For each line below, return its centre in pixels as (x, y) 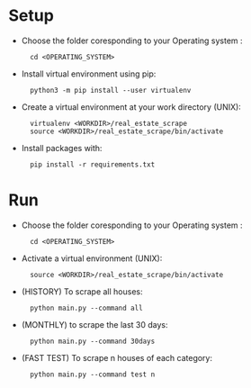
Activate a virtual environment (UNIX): (92, 258)
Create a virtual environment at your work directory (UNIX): (131, 107)
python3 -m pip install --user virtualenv (111, 90)
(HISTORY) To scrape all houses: (82, 291)
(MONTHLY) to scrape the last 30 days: (94, 324)
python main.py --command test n (93, 374)
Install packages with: (62, 148)
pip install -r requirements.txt (93, 164)
